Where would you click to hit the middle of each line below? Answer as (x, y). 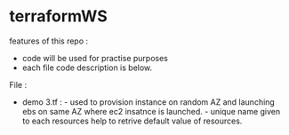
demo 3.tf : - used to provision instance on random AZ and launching (149, 102)
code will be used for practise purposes (95, 58)
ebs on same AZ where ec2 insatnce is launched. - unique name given (151, 111)
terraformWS (59, 16)
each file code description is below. (87, 67)
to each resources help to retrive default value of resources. (132, 121)
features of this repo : (49, 41)
